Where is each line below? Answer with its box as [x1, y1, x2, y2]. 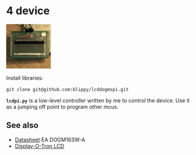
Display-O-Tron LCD [14, 142, 64, 149]
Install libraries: [6, 74, 43, 81]
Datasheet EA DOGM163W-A [14, 136, 86, 143]
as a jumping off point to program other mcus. [6, 103, 119, 110]
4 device [6, 4, 50, 18]
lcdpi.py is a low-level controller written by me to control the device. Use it [6, 96, 190, 104]
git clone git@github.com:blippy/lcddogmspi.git [6, 86, 129, 92]
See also [6, 120, 39, 131]
